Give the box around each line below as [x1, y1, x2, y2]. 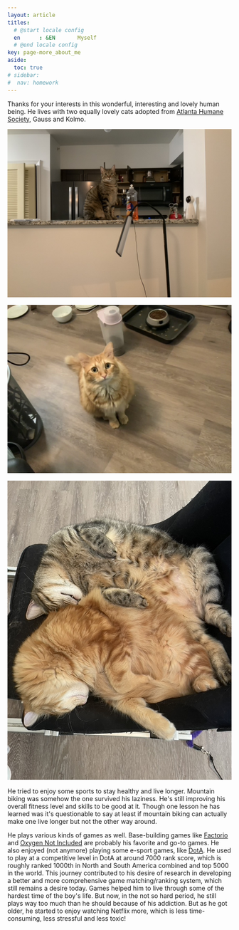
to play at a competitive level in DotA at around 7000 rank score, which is [7, 853, 222, 862]
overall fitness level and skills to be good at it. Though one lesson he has [7, 802, 221, 810]
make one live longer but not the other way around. [7, 817, 158, 825]
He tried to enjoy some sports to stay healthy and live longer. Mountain [7, 787, 215, 795]
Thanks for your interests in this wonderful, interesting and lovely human [7, 100, 220, 108]
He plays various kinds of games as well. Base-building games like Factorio [7, 830, 228, 840]
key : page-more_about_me [7, 49, 81, 56]
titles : [7, 19, 31, 26]
